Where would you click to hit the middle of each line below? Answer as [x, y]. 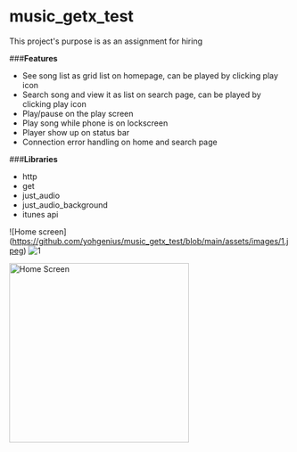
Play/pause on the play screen [78, 113]
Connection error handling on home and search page [120, 142]
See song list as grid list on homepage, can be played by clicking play [150, 75]
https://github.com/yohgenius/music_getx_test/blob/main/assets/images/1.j [150, 241]
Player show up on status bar [76, 132]
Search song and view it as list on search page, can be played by [141, 95]
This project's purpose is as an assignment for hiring [106, 41]
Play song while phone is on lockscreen [95, 123]
